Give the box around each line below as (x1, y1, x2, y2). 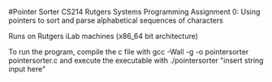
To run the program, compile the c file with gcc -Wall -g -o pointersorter (8, 47, 249, 56)
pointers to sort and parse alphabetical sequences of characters (8, 15, 223, 25)
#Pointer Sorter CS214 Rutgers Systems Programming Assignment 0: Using (8, 7, 261, 16)
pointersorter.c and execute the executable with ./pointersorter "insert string (8, 56, 264, 65)
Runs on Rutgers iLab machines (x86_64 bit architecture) (8, 32, 199, 41)
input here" (8, 64, 46, 74)
